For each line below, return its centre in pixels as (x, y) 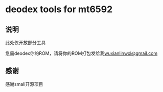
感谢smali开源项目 (24, 84)
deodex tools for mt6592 (59, 9)
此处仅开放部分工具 (26, 42)
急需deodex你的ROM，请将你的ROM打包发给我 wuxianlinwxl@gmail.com (81, 53)
